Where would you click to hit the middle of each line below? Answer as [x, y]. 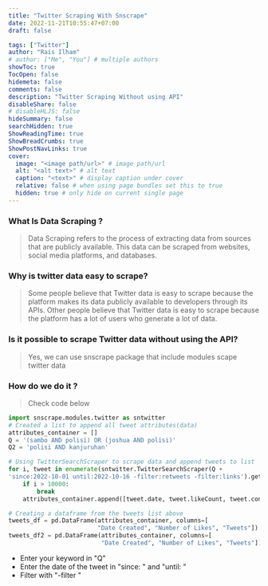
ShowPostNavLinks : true [48, 148]
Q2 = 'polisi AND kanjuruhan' [59, 447]
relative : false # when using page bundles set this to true [119, 186]
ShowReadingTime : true [46, 134]
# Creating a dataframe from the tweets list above [96, 513]
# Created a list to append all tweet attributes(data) [103, 425]
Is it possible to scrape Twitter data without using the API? [123, 340]
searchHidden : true [41, 127]
